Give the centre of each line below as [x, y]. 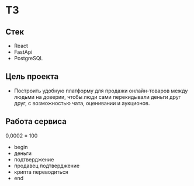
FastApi [23, 52]
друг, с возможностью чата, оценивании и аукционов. [82, 103]
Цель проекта [32, 77]
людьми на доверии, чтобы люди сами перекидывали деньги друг [97, 97]
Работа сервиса [36, 121]
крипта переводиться [41, 172]
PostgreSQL [28, 58]
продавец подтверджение [47, 166]
